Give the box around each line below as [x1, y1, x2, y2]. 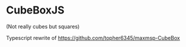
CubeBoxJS [6, 4, 65, 17]
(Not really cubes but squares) [6, 23, 80, 30]
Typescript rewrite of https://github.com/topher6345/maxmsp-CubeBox [6, 34, 180, 41]
